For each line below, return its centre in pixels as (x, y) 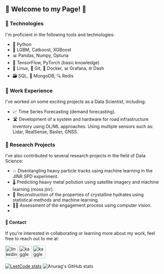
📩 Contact (16, 222)
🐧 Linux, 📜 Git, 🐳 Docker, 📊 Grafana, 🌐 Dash (58, 68)
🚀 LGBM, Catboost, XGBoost (42, 50)
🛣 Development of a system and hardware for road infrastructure (80, 119)
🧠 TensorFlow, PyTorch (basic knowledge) (56, 62)
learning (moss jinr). (33, 190)
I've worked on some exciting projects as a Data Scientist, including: (76, 102)
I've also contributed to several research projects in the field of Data (75, 156)
